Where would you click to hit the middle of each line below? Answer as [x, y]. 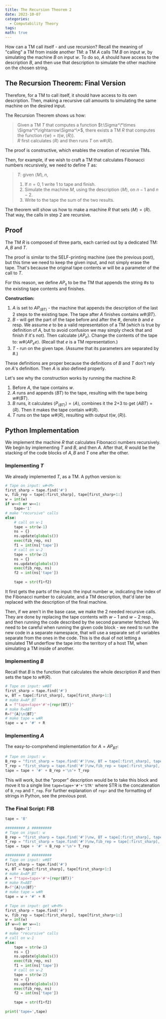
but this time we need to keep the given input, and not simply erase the [77, 262]
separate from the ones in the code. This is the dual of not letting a [73, 638]
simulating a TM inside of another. [40, 648]
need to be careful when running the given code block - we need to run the [82, 627]
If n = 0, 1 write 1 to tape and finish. [60, 184]
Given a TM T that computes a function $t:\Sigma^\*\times [76, 125]
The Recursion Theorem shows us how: [45, 115]
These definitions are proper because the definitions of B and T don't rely [80, 363]
